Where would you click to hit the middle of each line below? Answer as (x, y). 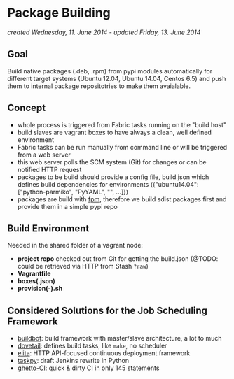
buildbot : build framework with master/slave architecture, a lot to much (119, 338)
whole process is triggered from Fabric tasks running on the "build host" (122, 124)
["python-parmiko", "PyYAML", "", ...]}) (73, 192)
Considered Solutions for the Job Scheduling (108, 310)
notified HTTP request (49, 169)
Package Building (59, 13)
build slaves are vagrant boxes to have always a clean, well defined (115, 132)
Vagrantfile (34, 273)
